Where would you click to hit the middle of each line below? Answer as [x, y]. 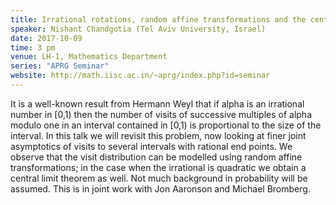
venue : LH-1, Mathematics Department [89, 57]
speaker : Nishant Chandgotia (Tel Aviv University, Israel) [138, 29]
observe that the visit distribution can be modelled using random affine [156, 157]
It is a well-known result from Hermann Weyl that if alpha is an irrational [157, 103]
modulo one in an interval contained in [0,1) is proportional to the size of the [166, 125]
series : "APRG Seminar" [60, 66]
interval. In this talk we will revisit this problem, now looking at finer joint [158, 135]
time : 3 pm [33, 47]
